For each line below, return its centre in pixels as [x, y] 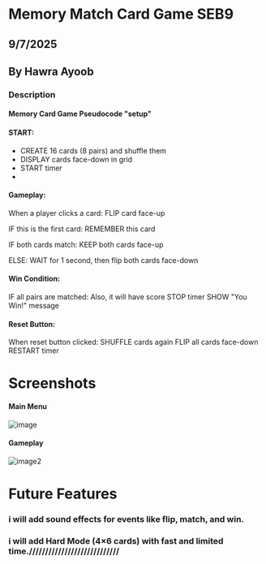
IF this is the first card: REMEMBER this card [82, 229]
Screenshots [52, 383]
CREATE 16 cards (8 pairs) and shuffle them [93, 150]
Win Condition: [34, 279]
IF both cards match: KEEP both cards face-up [86, 244]
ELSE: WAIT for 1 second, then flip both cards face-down [103, 260]
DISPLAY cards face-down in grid [76, 159]
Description [32, 94]
